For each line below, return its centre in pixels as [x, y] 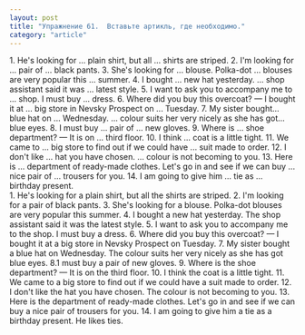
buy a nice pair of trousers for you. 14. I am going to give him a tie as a [141, 311]
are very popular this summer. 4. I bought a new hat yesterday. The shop [145, 215]
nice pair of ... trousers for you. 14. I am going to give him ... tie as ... [136, 176]
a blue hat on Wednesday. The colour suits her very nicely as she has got [147, 253]
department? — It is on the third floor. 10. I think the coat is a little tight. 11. [147, 272]
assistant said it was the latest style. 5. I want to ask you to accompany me [149, 224]
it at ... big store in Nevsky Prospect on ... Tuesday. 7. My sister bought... [144, 109]
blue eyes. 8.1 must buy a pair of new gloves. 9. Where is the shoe [133, 263]
